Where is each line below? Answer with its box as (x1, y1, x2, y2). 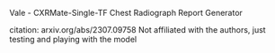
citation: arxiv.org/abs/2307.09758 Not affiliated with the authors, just (9, 25, 267, 34)
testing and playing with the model (9, 34, 137, 44)
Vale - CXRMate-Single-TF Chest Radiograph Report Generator (9, 8, 243, 18)
